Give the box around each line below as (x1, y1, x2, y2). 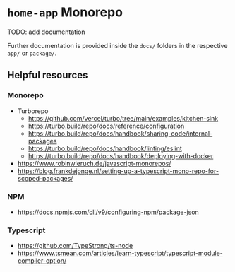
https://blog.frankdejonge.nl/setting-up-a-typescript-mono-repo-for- (17, 167, 219, 175)
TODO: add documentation (7, 28, 86, 36)
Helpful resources (7, 69, 88, 81)
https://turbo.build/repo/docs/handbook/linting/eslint (28, 144, 182, 153)
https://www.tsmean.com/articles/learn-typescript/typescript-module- (17, 249, 224, 258)
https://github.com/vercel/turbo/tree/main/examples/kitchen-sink (28, 114, 219, 122)
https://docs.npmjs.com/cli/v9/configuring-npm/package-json (17, 208, 199, 216)
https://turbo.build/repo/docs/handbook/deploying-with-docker (28, 151, 214, 160)
